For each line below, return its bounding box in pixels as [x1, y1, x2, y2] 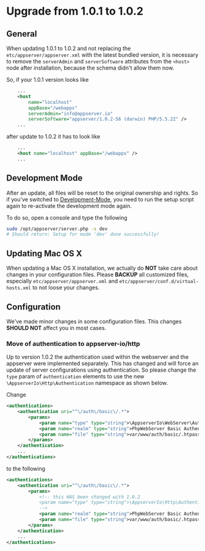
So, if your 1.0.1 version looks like [6, 76, 89, 83]
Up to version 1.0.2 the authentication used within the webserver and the [6, 353, 189, 361]
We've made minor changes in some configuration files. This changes [6, 317, 182, 325]
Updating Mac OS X [6, 248, 82, 259]
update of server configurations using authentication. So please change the [6, 366, 196, 373]
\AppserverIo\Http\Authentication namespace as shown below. [6, 380, 168, 387]
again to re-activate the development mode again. [6, 202, 132, 209]
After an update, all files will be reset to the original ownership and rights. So [6, 189, 198, 196]
